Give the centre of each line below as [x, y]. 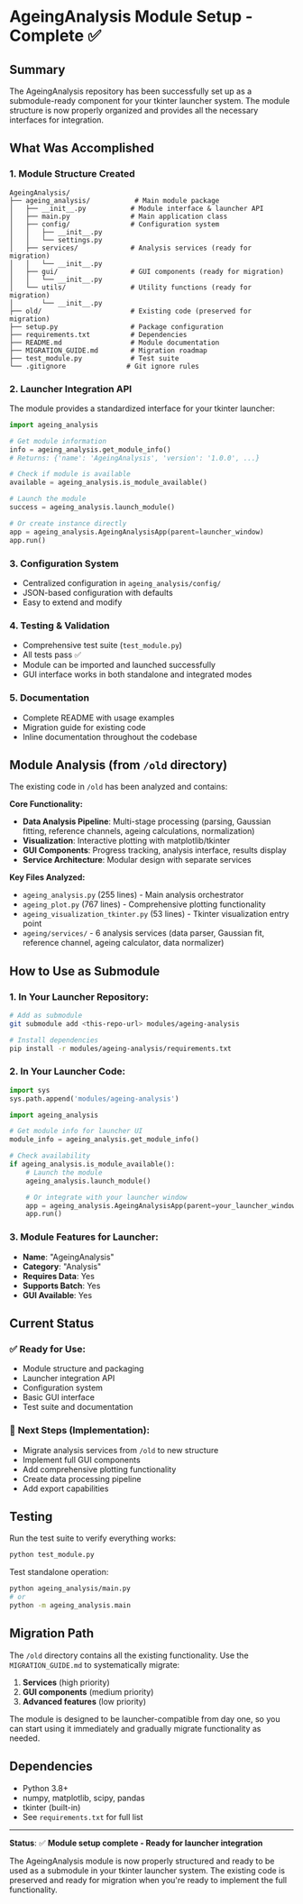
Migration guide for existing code [84, 727]
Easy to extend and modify [72, 602]
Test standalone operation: [59, 1572]
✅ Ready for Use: [47, 1349]
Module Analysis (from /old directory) [119, 765]
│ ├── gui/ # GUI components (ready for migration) [147, 271]
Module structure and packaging [83, 1368]
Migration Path [52, 1634]
